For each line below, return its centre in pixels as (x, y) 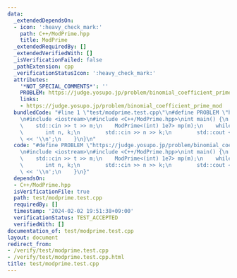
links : (30, 100)
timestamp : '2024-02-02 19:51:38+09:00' (74, 212)
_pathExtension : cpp (44, 66)
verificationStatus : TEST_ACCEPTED (66, 218)
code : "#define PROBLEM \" (53, 146)
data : (15, 14)
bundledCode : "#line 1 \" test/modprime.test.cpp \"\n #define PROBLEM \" (121, 112)
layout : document (33, 238)
